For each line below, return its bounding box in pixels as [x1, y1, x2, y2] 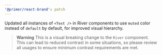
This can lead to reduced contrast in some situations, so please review [16, 39, 158, 45]
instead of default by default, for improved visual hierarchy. [4, 25, 124, 31]
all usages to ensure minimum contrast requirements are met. [16, 44, 139, 50]
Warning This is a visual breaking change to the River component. [16, 34, 149, 40]
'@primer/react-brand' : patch [4, 7, 66, 12]
